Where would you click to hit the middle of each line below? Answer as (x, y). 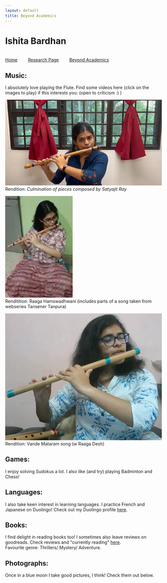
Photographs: (27, 563)
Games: (17, 459)
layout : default (22, 10)
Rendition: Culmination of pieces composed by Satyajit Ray (66, 189)
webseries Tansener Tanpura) (36, 306)
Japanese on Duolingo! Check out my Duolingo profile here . (66, 509)
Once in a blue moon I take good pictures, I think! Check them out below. (80, 575)
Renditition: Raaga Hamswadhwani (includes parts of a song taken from (79, 301)
